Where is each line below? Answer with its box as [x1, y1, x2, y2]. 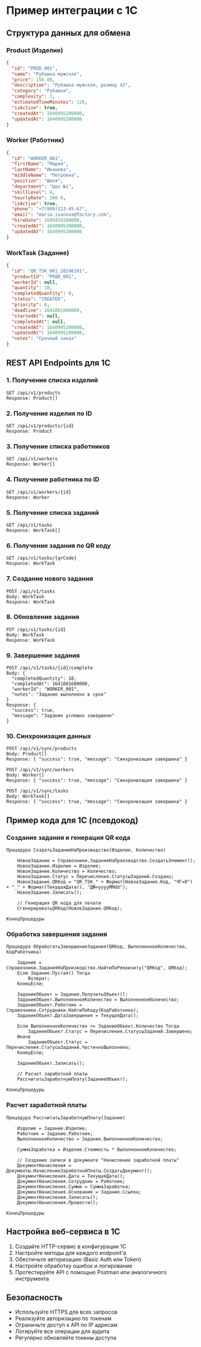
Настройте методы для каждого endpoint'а [14, 1249, 127, 1256]
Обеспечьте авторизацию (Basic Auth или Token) [14, 1256, 142, 1263]
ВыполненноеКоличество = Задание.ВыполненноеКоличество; [17, 1136, 164, 1142]
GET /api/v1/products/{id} [6, 423, 74, 429]
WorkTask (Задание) [6, 248, 69, 257]
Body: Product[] [6, 751, 47, 757]
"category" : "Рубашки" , [11, 88, 71, 94]
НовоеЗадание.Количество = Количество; [17, 868, 118, 874]
